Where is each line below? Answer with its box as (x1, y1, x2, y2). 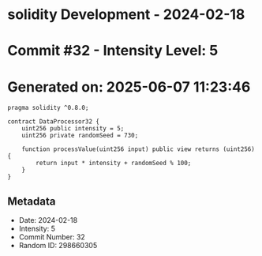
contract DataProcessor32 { (7, 118, 100, 126)
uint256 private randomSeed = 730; (21, 132, 139, 140)
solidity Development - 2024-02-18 (7, 6, 245, 24)
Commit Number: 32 (18, 232, 86, 242)
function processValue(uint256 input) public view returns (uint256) (21, 145, 256, 153)
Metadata (7, 194, 56, 208)
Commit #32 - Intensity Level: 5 (7, 42, 219, 60)
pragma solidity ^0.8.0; (7, 104, 89, 112)
